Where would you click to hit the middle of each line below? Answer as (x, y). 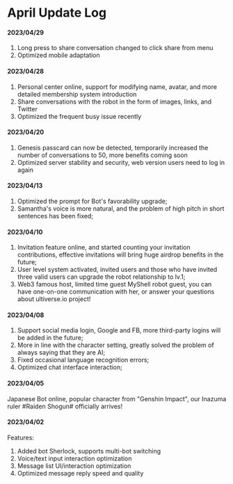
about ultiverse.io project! (54, 299)
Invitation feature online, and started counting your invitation (104, 248)
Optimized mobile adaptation (59, 55)
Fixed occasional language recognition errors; (83, 360)
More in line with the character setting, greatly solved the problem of (115, 345)
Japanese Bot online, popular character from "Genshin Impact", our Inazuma (117, 398)
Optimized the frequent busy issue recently (79, 116)
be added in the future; (50, 338)
